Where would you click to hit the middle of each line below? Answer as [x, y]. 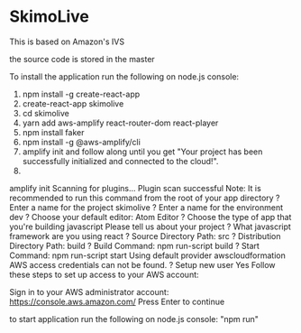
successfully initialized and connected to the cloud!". [120, 161]
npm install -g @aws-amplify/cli [82, 142]
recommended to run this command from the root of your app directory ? [145, 198]
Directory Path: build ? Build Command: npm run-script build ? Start [134, 245]
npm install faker [53, 132]
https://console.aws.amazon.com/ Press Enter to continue [117, 301]
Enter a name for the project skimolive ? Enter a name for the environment [146, 207]
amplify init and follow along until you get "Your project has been [142, 152]
